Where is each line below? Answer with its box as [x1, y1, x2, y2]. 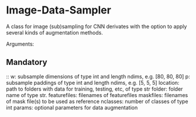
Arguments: [6, 40, 35, 47]
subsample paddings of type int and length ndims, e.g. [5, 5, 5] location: [6, 79, 180, 86]
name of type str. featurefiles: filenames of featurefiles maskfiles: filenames [6, 91, 188, 98]
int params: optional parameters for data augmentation [6, 104, 138, 111]
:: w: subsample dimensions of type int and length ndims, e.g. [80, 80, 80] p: [6, 73, 190, 80]
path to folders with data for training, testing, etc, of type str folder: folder [6, 85, 183, 92]
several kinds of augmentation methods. [6, 29, 104, 36]
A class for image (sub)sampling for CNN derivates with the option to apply [6, 23, 187, 30]
